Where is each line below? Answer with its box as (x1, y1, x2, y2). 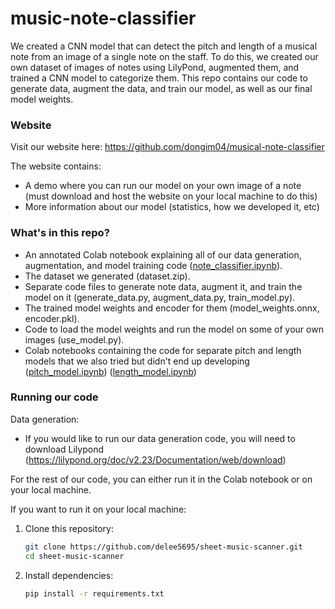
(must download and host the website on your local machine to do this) (24, 190, 318, 202)
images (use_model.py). (24, 333, 125, 346)
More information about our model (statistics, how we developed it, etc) (24, 201, 320, 213)
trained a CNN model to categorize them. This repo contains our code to (10, 72, 308, 84)
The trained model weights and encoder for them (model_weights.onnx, (24, 302, 320, 314)
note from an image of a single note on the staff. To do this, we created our (10, 50, 319, 62)
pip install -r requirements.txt (24, 588, 165, 599)
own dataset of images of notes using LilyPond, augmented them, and (10, 61, 300, 73)
